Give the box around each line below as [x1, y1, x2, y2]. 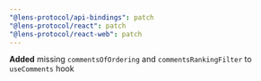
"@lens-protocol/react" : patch [9, 21, 126, 30]
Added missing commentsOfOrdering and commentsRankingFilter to [9, 54, 253, 65]
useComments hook [9, 63, 74, 74]
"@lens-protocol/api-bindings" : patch [9, 12, 154, 22]
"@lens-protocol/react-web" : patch [9, 29, 143, 38]
